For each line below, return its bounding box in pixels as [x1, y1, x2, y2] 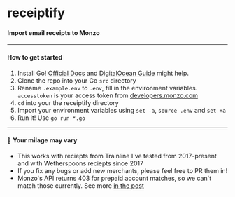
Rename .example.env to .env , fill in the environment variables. [17, 83, 198, 92]
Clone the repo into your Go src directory [17, 76, 136, 85]
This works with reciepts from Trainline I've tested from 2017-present [17, 151, 217, 160]
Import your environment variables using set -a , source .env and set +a [17, 106, 226, 114]
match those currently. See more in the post [17, 181, 145, 190]
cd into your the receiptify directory [17, 98, 119, 107]
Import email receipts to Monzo [7, 28, 100, 36]
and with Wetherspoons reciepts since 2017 [17, 159, 144, 168]
